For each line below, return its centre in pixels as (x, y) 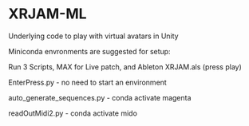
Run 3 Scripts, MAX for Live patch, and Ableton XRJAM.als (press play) (125, 67)
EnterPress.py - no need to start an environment (88, 82)
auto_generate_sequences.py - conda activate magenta (100, 97)
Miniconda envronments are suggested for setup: (89, 51)
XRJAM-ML (47, 14)
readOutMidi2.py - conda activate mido (73, 113)
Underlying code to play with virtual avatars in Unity (93, 36)
